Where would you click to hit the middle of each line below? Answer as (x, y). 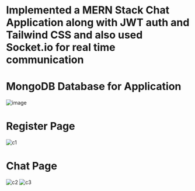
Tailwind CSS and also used (74, 35)
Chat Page (32, 166)
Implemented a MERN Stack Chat (88, 10)
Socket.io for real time (61, 48)
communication (45, 60)
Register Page (41, 126)
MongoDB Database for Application (94, 87)
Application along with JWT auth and (98, 22)
